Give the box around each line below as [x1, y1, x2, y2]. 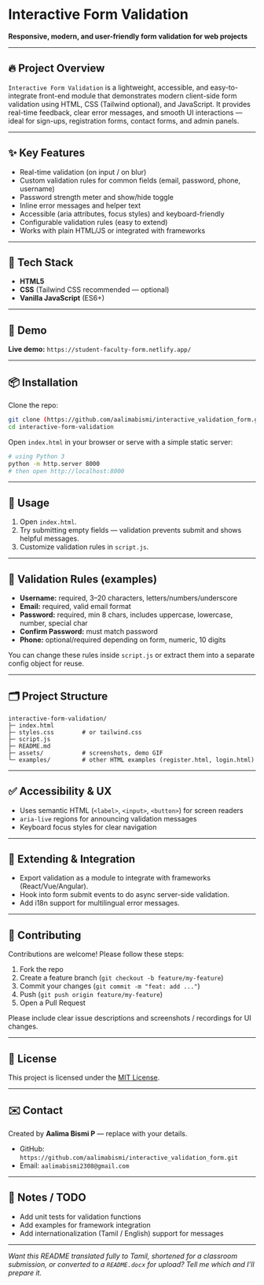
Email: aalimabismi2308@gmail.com [19, 1161, 130, 1170]
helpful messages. [19, 534, 80, 544]
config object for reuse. [8, 659, 85, 668]
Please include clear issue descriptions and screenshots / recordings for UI [8, 1014, 251, 1023]
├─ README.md [8, 742, 51, 750]
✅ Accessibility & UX [8, 785, 112, 798]
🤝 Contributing [8, 929, 82, 942]
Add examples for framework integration [19, 1220, 151, 1229]
